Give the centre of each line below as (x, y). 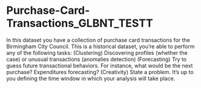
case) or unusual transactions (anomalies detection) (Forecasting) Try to (97, 59)
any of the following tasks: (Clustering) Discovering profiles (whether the (97, 52)
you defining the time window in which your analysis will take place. (91, 78)
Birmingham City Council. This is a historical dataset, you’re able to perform (100, 46)
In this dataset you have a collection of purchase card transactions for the (98, 40)
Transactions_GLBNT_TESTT (80, 23)
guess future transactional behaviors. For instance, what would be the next (100, 65)
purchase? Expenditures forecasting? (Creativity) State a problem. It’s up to (100, 72)
